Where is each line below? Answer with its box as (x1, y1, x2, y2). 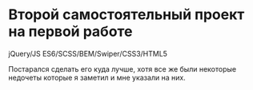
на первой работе (8, 22, 133, 41)
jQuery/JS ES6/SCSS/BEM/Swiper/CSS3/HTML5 (8, 49, 168, 58)
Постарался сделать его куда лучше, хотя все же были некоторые (8, 64, 237, 73)
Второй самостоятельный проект (8, 6, 245, 24)
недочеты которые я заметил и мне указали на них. (8, 72, 186, 82)
